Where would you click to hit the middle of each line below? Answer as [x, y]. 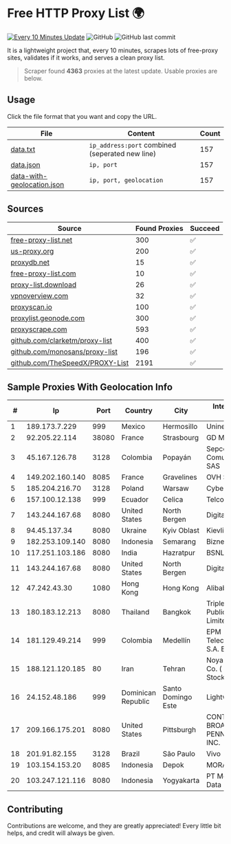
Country [139, 411]
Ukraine [134, 531]
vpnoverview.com [40, 296]
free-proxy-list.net [42, 240]
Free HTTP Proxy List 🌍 [76, 13]
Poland [133, 489]
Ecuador [135, 500]
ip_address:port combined [133, 145]
